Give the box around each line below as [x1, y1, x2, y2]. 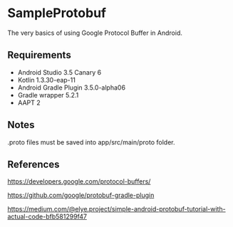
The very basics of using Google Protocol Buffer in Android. [7, 28, 183, 37]
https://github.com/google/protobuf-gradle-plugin [7, 191, 155, 200]
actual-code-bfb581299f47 [7, 212, 88, 221]
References [7, 158, 60, 170]
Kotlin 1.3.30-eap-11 [17, 75, 76, 84]
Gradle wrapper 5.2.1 [17, 90, 79, 99]
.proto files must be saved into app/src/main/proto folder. [7, 137, 175, 147]
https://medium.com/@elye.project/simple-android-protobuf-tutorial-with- [7, 205, 226, 213]
